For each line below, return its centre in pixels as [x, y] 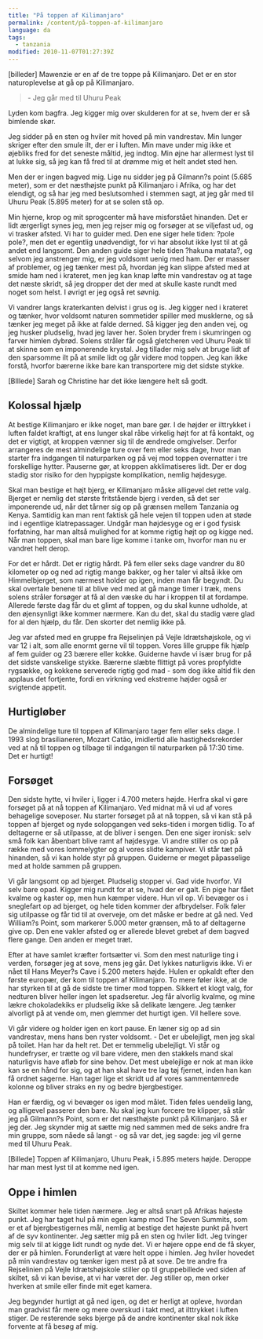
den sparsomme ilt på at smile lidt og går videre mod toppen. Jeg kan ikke [128, 357]
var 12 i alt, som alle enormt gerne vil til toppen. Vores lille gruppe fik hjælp [129, 646]
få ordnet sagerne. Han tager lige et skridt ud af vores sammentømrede [124, 1079]
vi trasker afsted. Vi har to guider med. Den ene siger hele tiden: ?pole [121, 234]
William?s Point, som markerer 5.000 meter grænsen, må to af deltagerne [127, 923]
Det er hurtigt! [31, 755]
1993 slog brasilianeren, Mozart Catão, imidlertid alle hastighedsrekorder [126, 739]
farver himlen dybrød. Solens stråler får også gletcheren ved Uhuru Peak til [130, 341]
